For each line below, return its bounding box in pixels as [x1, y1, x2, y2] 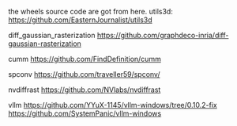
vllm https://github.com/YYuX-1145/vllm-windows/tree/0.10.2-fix [8, 101, 217, 109]
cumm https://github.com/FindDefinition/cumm [8, 55, 162, 63]
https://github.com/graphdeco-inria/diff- [96, 31, 229, 40]
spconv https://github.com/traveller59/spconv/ [8, 70, 160, 78]
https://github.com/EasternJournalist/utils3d [8, 15, 152, 25]
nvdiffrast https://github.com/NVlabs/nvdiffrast [8, 85, 161, 94]
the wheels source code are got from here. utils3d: [8, 7, 174, 16]
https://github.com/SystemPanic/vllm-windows [8, 109, 162, 118]
